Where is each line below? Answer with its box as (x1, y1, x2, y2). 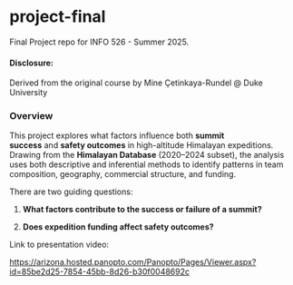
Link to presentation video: (9, 239, 110, 251)
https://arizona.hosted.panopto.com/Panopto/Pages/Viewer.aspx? (9, 257, 257, 268)
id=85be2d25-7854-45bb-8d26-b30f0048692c (9, 266, 190, 278)
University (9, 87, 48, 98)
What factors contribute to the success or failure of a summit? (22, 204, 263, 215)
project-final (9, 6, 106, 27)
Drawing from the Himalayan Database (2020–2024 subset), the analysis (9, 150, 285, 161)
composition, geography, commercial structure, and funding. (9, 169, 237, 180)
